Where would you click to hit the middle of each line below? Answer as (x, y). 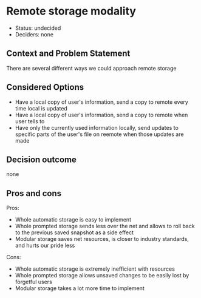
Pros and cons (34, 193)
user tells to (30, 121)
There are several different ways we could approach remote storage (91, 68)
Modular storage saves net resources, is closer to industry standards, (102, 239)
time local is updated (41, 108)
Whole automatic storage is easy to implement (73, 220)
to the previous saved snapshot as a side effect (74, 232)
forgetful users (34, 282)
